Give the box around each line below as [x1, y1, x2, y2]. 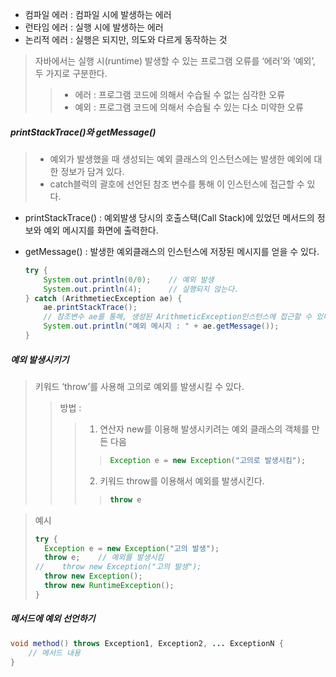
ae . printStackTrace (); [43, 303, 138, 313]
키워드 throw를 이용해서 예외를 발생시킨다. [99, 474, 265, 487]
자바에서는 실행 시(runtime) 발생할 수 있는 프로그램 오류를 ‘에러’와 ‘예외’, [34, 55, 316, 67]
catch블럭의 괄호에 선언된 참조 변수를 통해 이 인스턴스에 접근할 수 [49, 178, 305, 190]
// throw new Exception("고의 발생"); [34, 562, 202, 572]
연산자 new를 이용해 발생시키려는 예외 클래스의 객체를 [99, 423, 310, 435]
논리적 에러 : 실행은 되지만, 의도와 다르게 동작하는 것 [24, 34, 228, 45]
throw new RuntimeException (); [44, 581, 175, 591]
